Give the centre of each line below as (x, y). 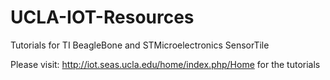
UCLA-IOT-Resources (102, 17)
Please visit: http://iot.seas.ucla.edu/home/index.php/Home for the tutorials (165, 64)
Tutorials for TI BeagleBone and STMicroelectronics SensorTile (140, 45)
